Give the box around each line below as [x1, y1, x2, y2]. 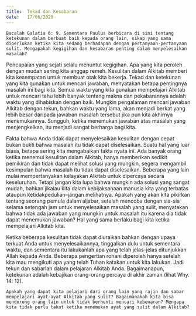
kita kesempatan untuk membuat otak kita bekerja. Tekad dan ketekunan [6, 73, 181, 80]
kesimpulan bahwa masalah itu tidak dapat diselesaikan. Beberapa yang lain [6, 166, 190, 173]
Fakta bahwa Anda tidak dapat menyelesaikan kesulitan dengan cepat [6, 135, 174, 142]
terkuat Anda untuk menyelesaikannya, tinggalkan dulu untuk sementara [6, 240, 180, 247]
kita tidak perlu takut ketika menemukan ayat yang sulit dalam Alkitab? [6, 304, 190, 310]
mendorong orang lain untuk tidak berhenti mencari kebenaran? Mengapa [6, 299, 184, 305]
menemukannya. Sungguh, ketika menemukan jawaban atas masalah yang [6, 117, 186, 124]
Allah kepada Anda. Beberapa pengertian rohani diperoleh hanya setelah [6, 252, 181, 259]
